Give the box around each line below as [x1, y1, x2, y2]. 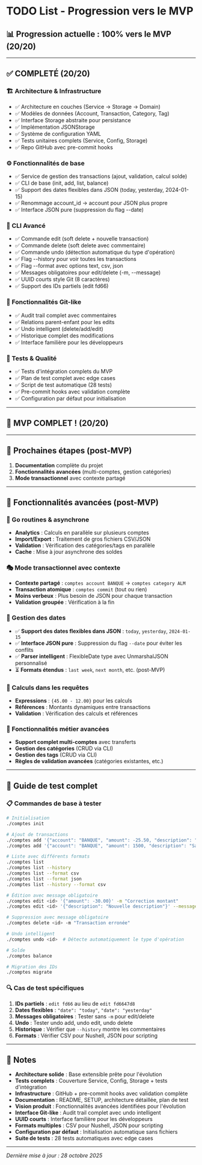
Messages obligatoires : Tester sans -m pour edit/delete [14, 1012, 155, 1020]
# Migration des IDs [6, 964, 58, 970]
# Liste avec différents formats [6, 853, 90, 859]
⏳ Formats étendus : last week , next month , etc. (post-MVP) [14, 666, 165, 673]
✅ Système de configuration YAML [14, 130, 101, 137]
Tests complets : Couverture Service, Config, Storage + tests [14, 1077, 168, 1084]
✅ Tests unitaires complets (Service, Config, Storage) [14, 137, 148, 144]
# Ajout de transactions [6, 831, 69, 837]
